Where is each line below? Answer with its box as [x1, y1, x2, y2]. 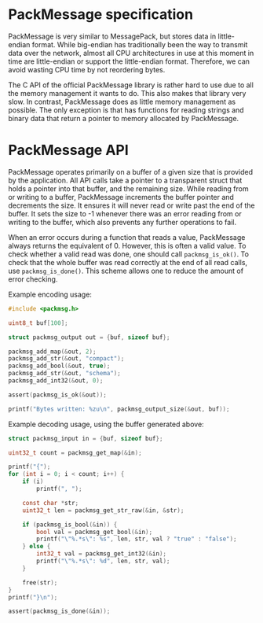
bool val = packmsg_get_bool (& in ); [36, 528, 153, 536]
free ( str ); [22, 578, 58, 587]
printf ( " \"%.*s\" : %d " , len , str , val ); [36, 557, 170, 565]
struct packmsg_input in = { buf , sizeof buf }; [8, 434, 163, 442]
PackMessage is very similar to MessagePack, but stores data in [8, 31, 217, 41]
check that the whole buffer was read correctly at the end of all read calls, [8, 257, 248, 267]
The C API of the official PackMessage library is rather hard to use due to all [8, 80, 254, 90]
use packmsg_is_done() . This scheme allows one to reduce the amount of [8, 266, 244, 275]
